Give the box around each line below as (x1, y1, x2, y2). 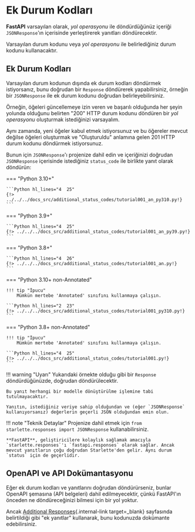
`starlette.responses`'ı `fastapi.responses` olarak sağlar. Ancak (6, 442, 175, 448)
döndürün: (6, 163, 31, 170)
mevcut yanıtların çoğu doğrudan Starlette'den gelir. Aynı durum (6, 447, 172, 453)
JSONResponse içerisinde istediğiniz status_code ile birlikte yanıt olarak (6, 157, 173, 165)
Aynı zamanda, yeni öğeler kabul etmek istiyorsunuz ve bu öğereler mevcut (6, 127, 188, 134)
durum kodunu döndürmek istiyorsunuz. (6, 139, 103, 147)
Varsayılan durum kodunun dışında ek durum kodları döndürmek (6, 79, 162, 86)
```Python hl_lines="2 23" (6, 303, 75, 309)
